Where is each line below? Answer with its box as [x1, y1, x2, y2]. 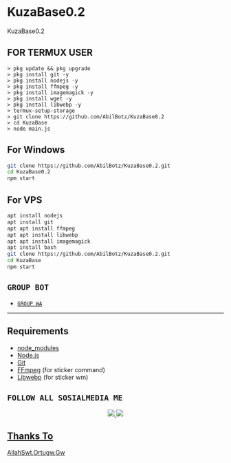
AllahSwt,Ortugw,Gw [7, 449, 65, 457]
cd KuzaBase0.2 [7, 169, 51, 175]
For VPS [7, 194, 43, 206]
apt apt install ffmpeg [7, 225, 76, 232]
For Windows [7, 144, 65, 155]
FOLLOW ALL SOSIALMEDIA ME [7, 393, 123, 402]
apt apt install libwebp [7, 231, 78, 238]
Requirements [7, 325, 69, 337]
